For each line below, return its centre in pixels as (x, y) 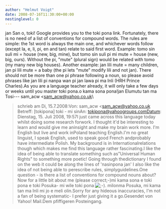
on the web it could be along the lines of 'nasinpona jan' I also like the (88, 164)
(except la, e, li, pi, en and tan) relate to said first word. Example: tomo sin (80, 49)
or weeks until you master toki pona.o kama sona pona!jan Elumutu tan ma (81, 91)
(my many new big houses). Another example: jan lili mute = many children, (82, 65)
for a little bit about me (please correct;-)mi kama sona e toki (90, 180)
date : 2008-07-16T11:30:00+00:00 (40, 14)
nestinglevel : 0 (22, 19)
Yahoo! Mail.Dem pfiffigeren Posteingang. (60, 202)
